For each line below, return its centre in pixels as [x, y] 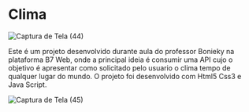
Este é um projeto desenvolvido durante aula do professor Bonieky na [121, 51]
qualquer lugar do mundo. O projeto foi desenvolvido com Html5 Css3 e [125, 76]
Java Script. [28, 85]
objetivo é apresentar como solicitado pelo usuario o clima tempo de [119, 67]
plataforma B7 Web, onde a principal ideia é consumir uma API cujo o [121, 60]
